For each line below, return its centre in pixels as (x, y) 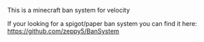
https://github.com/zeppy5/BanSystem (63, 31)
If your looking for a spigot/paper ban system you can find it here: (102, 23)
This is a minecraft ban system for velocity (69, 10)
